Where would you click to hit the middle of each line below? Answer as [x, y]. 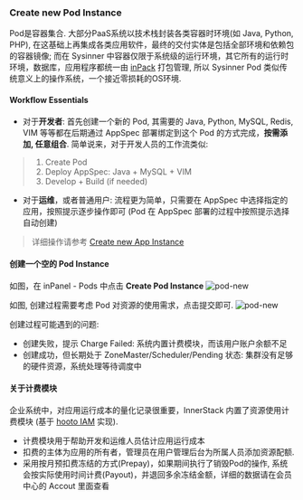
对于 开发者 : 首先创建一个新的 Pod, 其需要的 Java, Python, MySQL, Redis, [158, 121]
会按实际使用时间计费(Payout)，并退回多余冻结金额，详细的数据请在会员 [157, 474]
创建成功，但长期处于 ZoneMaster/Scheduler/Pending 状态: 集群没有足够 [158, 354]
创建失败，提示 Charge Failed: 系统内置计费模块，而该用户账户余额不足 [155, 343]
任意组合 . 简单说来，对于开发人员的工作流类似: [122, 144]
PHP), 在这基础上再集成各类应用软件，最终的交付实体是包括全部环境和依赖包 [152, 45]
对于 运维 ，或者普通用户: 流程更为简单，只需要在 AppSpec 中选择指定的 [155, 200]
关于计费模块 [33, 388]
